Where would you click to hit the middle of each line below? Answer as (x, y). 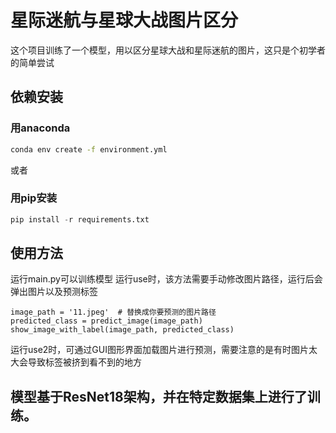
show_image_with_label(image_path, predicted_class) (122, 330)
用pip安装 (34, 198)
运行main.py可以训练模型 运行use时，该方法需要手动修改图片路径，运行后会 (166, 279)
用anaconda (40, 128)
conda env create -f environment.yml (89, 149)
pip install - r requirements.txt (80, 219)
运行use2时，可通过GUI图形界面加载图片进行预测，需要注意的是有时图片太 (164, 350)
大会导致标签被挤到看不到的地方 (76, 362)
